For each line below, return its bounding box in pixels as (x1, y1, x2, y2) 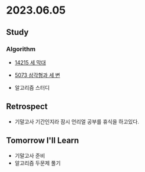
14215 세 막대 (14, 59, 46, 66)
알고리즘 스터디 (14, 84, 50, 91)
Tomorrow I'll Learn (6, 135, 80, 145)
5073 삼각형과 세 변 (14, 72, 61, 79)
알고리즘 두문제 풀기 (14, 159, 61, 166)
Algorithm (6, 45, 36, 53)
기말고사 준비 (14, 152, 45, 159)
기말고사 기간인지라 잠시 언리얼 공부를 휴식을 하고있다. (14, 118, 140, 125)
